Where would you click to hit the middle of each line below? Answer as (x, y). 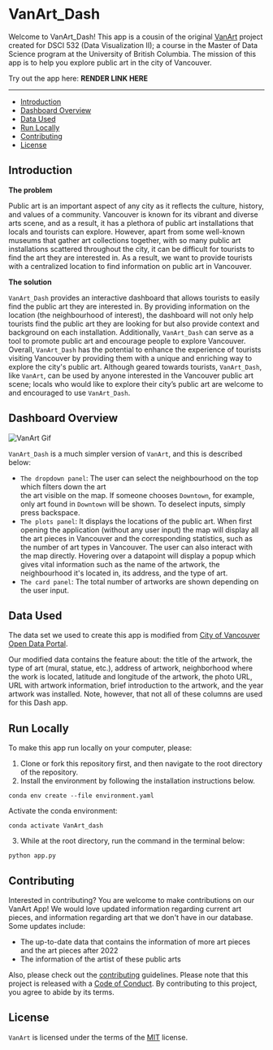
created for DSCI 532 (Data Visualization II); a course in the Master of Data (133, 45)
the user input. (44, 590)
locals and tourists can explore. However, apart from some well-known (127, 232)
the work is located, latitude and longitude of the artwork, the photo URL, (130, 677)
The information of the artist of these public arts (100, 959)
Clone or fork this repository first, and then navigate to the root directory (141, 764)
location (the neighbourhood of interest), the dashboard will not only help (131, 315)
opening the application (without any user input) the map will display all (139, 530)
